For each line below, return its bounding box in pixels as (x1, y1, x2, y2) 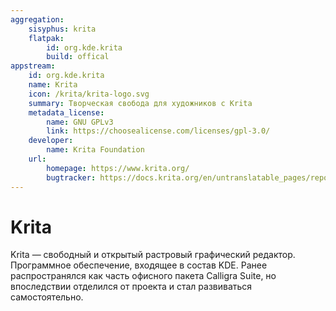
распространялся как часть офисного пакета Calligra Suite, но (10, 270, 277, 282)
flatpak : (28, 33, 65, 43)
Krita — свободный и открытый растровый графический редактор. (10, 249, 296, 261)
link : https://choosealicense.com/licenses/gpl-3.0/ (46, 126, 271, 136)
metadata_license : (28, 107, 105, 118)
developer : (28, 136, 74, 146)
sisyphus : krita (28, 24, 97, 34)
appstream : (10, 61, 56, 71)
